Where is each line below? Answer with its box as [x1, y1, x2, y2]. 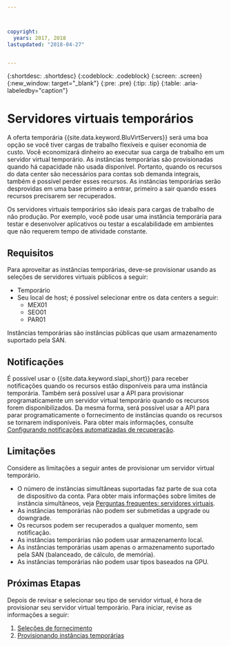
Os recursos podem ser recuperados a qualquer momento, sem [17, 521, 199, 529]
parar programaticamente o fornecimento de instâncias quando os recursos [7, 410, 223, 419]
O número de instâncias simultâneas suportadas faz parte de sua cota [17, 484, 217, 492]
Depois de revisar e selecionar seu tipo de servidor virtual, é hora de [7, 596, 202, 604]
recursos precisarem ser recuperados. [7, 192, 117, 200]
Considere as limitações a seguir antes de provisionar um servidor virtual [7, 463, 215, 472]
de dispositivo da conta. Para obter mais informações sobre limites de [17, 492, 216, 500]
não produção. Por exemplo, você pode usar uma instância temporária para [7, 213, 222, 221]
